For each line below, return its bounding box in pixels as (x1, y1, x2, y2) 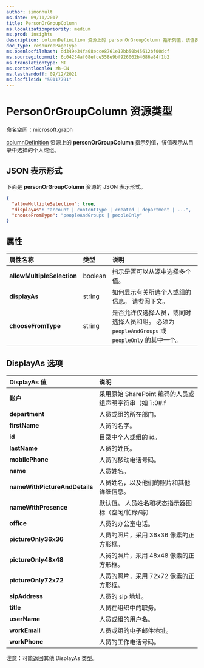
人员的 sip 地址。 (99, 592, 148, 601)
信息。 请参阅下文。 (112, 297, 169, 305)
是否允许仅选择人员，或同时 (112, 308, 191, 317)
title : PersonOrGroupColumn (6, 20, 78, 26)
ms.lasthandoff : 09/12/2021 (6, 71, 78, 77)
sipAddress (9, 591, 44, 600)
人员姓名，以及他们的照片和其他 (99, 478, 191, 486)
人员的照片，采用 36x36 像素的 (99, 531, 189, 539)
